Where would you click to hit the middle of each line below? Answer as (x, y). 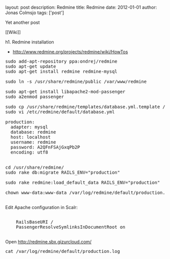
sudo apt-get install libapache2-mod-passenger (65, 92)
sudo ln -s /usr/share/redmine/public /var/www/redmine (76, 82)
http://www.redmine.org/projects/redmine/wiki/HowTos (70, 52)
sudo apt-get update (31, 66)
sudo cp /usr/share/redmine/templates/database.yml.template (83, 107)
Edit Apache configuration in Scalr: (41, 207)
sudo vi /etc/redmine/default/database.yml (60, 112)
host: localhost (31, 137)
